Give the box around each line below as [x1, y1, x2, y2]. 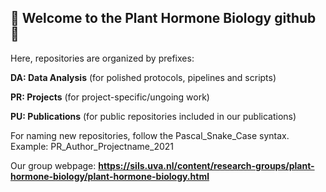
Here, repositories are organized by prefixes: [10, 52, 195, 64]
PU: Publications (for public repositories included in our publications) [10, 110, 297, 122]
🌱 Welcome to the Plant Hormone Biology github [10, 10, 317, 27]
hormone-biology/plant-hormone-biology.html [10, 170, 210, 182]
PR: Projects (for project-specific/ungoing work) [10, 91, 210, 103]
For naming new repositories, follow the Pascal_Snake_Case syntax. [10, 129, 290, 141]
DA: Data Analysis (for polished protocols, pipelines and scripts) [10, 71, 277, 83]
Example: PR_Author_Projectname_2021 [10, 140, 174, 152]
